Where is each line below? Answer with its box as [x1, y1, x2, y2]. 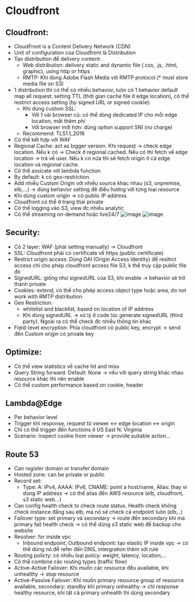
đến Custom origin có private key [13, 330, 95, 337]
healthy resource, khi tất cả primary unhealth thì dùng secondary [13, 589, 170, 596]
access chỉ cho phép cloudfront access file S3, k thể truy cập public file [13, 262, 187, 269]
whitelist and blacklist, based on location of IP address [22, 305, 154, 312]
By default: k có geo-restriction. [13, 174, 91, 180]
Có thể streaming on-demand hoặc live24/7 [13, 211, 120, 218]
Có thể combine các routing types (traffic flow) [13, 558, 127, 565]
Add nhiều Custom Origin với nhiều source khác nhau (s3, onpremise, [13, 180, 182, 187]
